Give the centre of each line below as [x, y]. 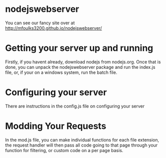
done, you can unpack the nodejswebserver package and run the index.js [80, 67]
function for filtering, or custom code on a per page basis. [64, 150]
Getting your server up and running [79, 48]
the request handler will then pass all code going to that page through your [81, 145]
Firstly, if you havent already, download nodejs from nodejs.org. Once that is [83, 62]
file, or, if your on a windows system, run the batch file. [61, 72]
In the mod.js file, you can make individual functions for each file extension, [82, 140]
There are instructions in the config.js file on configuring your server [75, 106]
